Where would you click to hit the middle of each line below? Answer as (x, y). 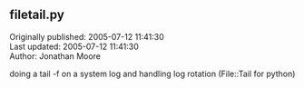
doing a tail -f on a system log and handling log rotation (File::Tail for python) (152, 73)
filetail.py (37, 15)
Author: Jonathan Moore (55, 56)
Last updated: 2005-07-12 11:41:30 (74, 46)
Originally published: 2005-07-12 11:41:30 (87, 36)
